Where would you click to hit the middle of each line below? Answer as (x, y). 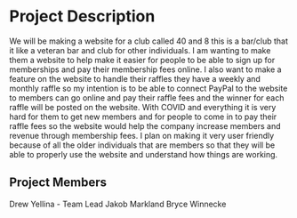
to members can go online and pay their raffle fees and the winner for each (147, 97)
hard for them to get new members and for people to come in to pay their (143, 117)
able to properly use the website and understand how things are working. (144, 154)
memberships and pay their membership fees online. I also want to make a (145, 69)
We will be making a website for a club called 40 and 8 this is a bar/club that (149, 41)
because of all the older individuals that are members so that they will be (142, 145)
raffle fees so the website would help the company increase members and (145, 125)
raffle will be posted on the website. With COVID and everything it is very (143, 107)
